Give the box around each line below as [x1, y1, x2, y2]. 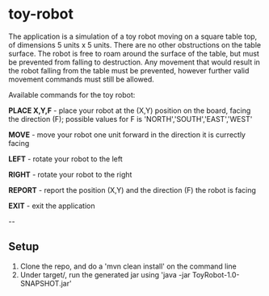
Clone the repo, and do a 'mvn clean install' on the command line [19, 261, 237, 271]
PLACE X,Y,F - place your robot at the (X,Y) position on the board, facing [8, 106, 251, 115]
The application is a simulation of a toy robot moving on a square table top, [8, 31, 258, 41]
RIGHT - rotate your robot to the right [8, 169, 132, 179]
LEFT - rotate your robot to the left [8, 154, 123, 164]
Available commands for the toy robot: [8, 90, 136, 99]
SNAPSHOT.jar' [19, 278, 72, 288]
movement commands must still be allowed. [8, 74, 155, 84]
